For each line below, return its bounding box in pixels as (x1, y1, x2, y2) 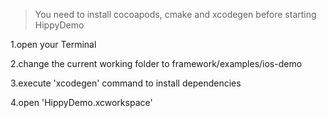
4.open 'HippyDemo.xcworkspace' (10, 97, 153, 108)
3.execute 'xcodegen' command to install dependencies (10, 77, 242, 89)
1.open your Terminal (10, 39, 97, 50)
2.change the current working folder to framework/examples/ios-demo (10, 58, 303, 69)
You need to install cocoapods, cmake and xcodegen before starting (34, 9, 317, 20)
